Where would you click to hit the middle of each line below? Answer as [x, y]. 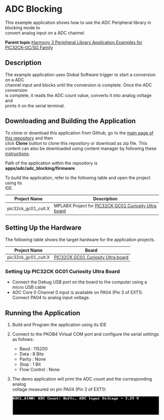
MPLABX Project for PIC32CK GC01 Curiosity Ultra [105, 206]
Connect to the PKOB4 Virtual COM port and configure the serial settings [85, 334]
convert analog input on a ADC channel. [45, 33]
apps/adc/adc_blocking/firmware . [41, 168]
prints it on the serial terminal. [35, 105]
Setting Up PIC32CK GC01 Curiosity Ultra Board [63, 271]
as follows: [23, 339]
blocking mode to [23, 27]
